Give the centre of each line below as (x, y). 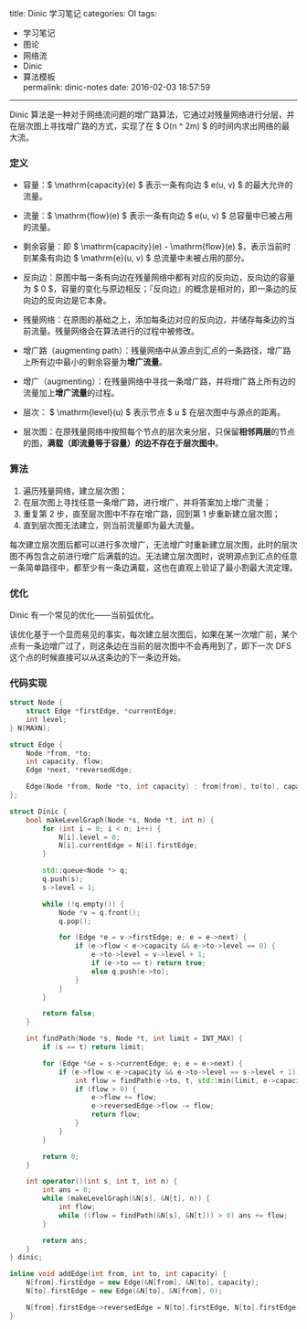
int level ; (47, 719)
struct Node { (37, 703)
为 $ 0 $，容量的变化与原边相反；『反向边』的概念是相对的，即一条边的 (156, 289)
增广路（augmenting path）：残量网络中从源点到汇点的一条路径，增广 (153, 351)
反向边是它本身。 (79, 301)
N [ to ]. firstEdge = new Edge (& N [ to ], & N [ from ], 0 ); (124, 1292)
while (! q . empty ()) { (84, 904)
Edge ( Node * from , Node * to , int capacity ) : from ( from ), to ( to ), (153, 787)
